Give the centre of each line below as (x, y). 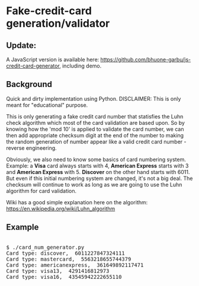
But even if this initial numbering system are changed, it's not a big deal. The (99, 178)
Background (29, 84)
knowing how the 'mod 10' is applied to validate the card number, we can (95, 129)
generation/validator (58, 23)
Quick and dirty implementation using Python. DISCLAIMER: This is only (94, 98)
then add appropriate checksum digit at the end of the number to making (95, 135)
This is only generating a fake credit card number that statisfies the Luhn (95, 116)
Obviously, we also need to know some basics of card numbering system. (96, 159)
